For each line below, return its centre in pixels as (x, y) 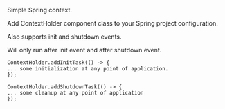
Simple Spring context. (40, 10)
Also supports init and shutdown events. (65, 37)
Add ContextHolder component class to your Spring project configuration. (112, 23)
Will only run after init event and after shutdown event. (84, 50)
